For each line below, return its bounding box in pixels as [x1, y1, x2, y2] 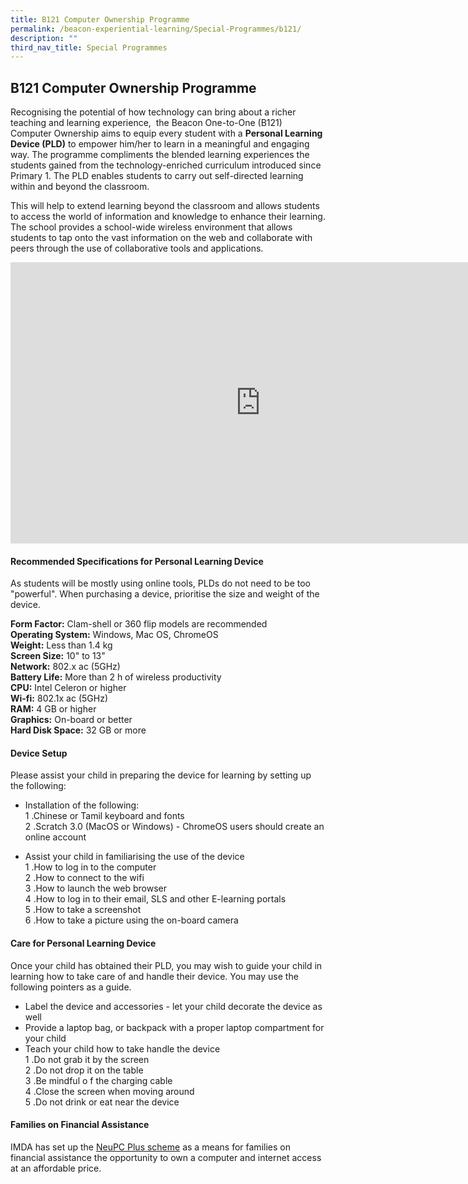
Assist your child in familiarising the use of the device [24, 851, 245, 863]
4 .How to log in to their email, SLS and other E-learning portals [24, 893, 287, 905]
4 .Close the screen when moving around [24, 1085, 195, 1097]
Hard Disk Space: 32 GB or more [10, 724, 147, 736]
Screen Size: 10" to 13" [10, 650, 106, 662]
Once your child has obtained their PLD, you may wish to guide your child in [10, 959, 323, 971]
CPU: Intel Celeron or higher [10, 682, 127, 694]
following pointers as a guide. [10, 981, 132, 993]
